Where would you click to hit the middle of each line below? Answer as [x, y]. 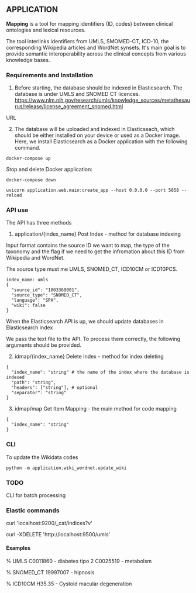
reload [14, 195]
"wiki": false [28, 306]
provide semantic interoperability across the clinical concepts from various [96, 54]
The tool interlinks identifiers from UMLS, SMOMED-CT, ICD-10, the [87, 41]
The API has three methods [39, 223]
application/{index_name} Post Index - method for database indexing [98, 234]
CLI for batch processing [36, 495]
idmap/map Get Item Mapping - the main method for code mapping [96, 409]
